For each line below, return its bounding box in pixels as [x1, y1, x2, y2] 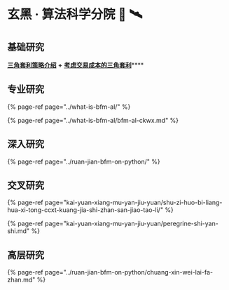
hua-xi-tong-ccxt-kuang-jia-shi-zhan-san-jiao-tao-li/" [7, 206, 163, 214]
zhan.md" [7, 275, 36, 284]
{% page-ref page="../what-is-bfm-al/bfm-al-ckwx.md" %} [7, 116, 179, 124]
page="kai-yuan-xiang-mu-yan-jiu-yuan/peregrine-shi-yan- [44, 219, 218, 228]
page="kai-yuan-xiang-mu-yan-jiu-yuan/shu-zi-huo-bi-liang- [44, 198, 223, 207]
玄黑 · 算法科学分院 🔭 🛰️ [7, 6, 143, 22]
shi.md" [7, 227, 30, 235]
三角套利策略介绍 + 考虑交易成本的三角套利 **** [7, 61, 144, 69]
